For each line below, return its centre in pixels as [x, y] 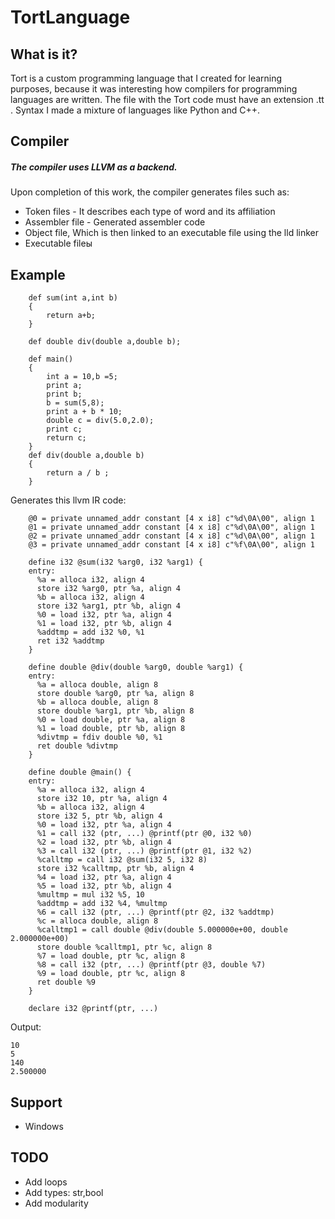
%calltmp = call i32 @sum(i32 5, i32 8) [122, 860]
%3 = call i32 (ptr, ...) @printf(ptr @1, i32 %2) [144, 851]
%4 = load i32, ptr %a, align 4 [104, 877]
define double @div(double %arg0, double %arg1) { [136, 667]
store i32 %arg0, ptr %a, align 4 [109, 589]
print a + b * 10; [84, 412]
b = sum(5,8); [75, 403]
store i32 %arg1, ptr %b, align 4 [109, 606]
